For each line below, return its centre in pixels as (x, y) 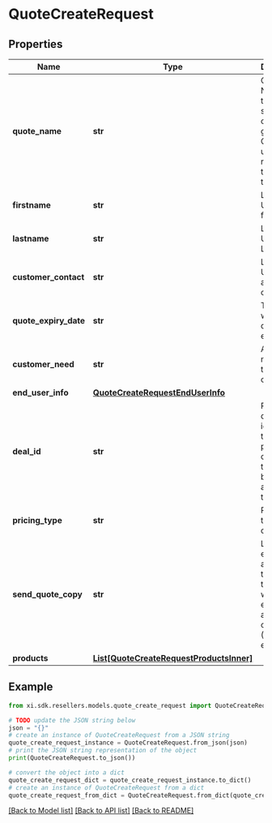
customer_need (43, 364)
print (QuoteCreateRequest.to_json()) (72, 758)
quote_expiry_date (49, 321)
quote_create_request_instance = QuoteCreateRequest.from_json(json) (128, 743)
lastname (31, 238)
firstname (32, 205)
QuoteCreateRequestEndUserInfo (159, 392)
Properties (36, 44)
